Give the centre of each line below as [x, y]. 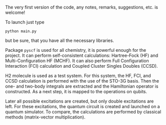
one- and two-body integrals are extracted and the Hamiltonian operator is [82, 86]
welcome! [15, 12]
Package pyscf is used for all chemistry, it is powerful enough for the [76, 50]
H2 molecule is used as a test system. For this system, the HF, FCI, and [78, 76]
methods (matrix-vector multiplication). [45, 117]
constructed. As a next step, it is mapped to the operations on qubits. [76, 91]
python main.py [21, 31]
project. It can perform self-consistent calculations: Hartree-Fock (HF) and [82, 55]
